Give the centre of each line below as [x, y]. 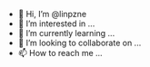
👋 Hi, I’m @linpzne [52, 14]
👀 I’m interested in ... [56, 24]
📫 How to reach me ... [60, 53]
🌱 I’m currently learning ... [66, 33]
